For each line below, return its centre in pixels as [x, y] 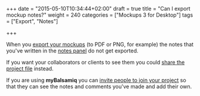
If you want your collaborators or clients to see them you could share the [96, 62]
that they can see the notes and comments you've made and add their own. [99, 86]
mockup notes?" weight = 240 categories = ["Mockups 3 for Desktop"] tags [100, 15]
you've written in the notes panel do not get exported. [72, 51]
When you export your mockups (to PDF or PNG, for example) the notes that [100, 44]
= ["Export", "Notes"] [32, 21]
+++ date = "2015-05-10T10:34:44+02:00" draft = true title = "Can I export [99, 9]
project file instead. [30, 69]
